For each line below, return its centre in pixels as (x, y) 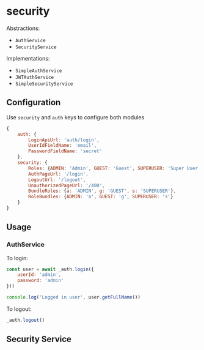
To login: (17, 258)
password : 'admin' (41, 281)
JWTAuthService (35, 77)
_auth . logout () (26, 320)
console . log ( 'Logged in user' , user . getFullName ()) (73, 297)
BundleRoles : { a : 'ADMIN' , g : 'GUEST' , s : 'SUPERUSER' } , (102, 191)
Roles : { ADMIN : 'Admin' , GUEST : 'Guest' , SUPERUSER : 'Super (106, 168)
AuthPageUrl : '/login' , (58, 174)
